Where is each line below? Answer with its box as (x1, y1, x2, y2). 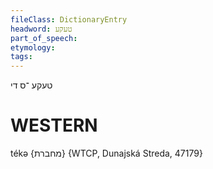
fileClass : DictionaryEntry (10, 14, 128, 25)
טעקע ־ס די (10, 79, 53, 91)
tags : (10, 52, 33, 62)
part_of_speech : (10, 33, 78, 43)
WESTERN (10, 114, 98, 137)
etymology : (10, 42, 56, 53)
